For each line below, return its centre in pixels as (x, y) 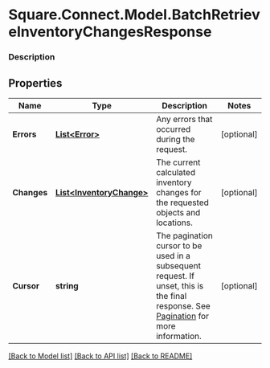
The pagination (184, 235)
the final (172, 296)
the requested (182, 202)
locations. (174, 223)
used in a (174, 256)
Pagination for (182, 316)
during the (176, 139)
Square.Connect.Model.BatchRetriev (134, 15)
